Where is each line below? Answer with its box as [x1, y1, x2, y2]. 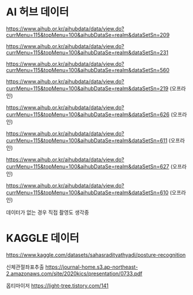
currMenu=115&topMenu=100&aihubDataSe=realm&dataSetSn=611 [6, 137, 168, 144]
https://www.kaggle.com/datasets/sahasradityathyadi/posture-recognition [6, 251, 186, 258]
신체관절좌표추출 [6, 263, 45, 270]
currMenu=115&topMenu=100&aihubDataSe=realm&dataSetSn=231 [6, 49, 169, 56]
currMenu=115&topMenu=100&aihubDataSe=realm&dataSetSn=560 [6, 66, 170, 73]
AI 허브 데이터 [6, 5, 69, 19]
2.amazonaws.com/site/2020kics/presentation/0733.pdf [6, 270, 143, 277]
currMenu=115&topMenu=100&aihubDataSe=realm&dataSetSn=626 [6, 111, 170, 118]
